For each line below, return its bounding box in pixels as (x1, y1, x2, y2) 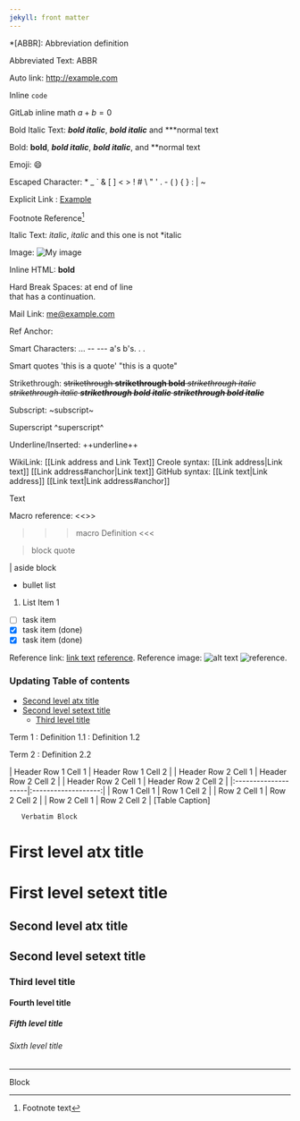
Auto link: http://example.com (9, 72, 118, 83)
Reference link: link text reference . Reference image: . (9, 652, 287, 663)
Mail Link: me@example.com (9, 309, 115, 319)
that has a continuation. (9, 292, 96, 302)
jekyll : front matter (9, 13, 90, 22)
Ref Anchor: (9, 326, 54, 336)
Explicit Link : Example (9, 193, 92, 204)
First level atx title (9, 842, 145, 862)
